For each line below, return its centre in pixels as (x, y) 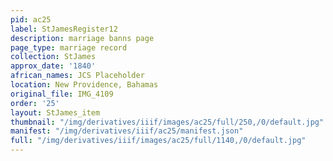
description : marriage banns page (82, 38)
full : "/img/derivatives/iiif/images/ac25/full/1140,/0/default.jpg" (158, 141)
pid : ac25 (31, 19)
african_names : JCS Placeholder (77, 76)
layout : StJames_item (55, 112)
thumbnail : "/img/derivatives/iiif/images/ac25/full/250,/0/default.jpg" (167, 122)
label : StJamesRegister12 (64, 29)
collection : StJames (53, 57)
